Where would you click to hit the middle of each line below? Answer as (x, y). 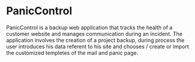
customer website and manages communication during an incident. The (95, 33)
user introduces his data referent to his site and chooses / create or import (97, 46)
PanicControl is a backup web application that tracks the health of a (89, 27)
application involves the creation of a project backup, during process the (95, 40)
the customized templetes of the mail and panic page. (72, 52)
